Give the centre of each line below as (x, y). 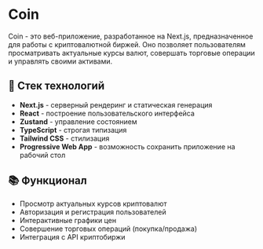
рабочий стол (42, 155)
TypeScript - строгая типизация (73, 130)
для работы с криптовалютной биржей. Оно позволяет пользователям (127, 44)
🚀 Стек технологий (56, 86)
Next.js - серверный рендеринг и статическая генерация (116, 104)
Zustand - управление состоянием (78, 121)
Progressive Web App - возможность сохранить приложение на (127, 146)
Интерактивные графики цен (68, 220)
